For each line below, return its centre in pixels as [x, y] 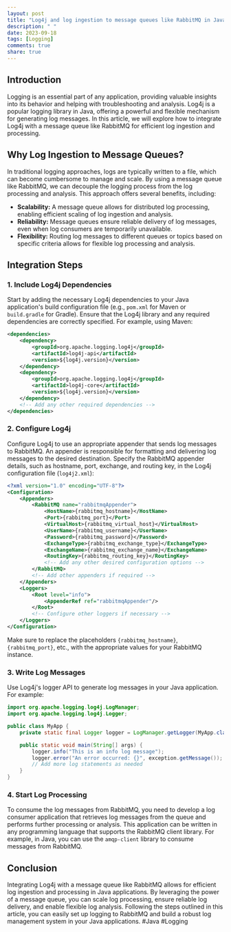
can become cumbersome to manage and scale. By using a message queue [114, 179]
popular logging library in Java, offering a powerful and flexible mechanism [113, 111]
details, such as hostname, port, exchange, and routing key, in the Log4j [109, 465]
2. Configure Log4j [39, 429]
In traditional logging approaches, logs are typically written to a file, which [112, 171]
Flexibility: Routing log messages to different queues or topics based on [120, 236]
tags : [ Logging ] [30, 39]
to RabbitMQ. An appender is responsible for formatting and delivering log [112, 451]
